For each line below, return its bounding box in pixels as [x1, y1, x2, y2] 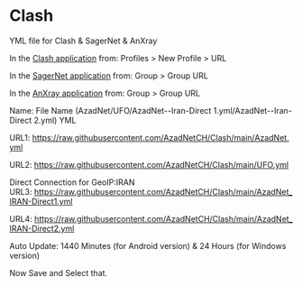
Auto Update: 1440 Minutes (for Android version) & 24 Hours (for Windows [9, 240, 287, 251]
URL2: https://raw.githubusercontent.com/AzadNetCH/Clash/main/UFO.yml [9, 159, 289, 170]
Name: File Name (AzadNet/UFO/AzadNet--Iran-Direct [9, 105, 212, 115]
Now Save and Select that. [9, 267, 108, 278]
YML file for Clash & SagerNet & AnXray [9, 35, 158, 46]
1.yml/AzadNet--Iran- [213, 105, 293, 115]
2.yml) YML [33, 115, 77, 125]
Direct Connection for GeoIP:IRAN [9, 177, 135, 188]
